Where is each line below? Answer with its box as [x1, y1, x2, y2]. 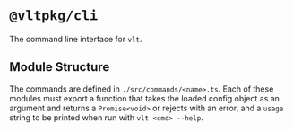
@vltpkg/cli [9, 7, 99, 24]
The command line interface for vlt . [9, 33, 142, 44]
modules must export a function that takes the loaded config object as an [9, 92, 280, 103]
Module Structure [9, 59, 110, 75]
